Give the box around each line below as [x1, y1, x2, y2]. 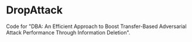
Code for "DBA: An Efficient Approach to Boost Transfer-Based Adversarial [6, 23, 187, 30]
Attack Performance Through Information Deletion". [6, 29, 131, 36]
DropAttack [6, 3, 63, 17]
